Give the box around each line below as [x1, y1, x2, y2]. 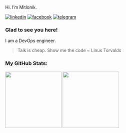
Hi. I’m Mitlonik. [5, 4, 37, 10]
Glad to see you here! [5, 26, 58, 33]
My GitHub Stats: [5, 60, 48, 67]
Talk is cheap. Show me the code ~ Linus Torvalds [17, 47, 121, 53]
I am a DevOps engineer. [5, 37, 56, 44]
